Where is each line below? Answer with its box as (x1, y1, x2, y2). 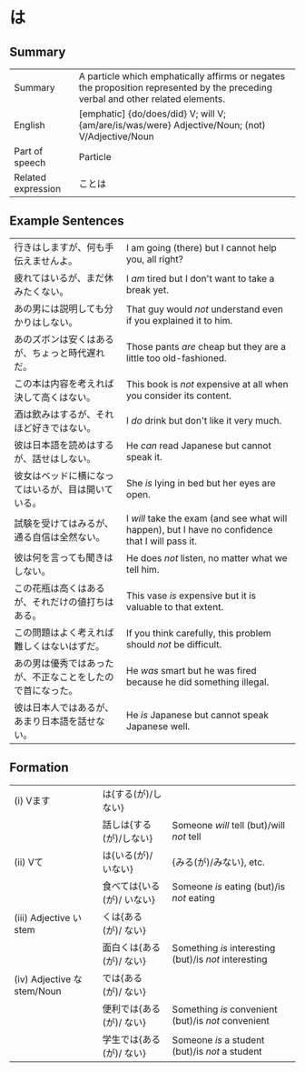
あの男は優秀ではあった (14, 656, 115, 669)
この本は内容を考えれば (14, 377, 115, 390)
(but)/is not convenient (172, 1014, 270, 1027)
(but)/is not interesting (172, 953, 268, 966)
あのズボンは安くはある (14, 333, 115, 346)
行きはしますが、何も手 (14, 241, 114, 254)
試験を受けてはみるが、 (14, 516, 114, 529)
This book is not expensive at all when (125, 377, 289, 390)
